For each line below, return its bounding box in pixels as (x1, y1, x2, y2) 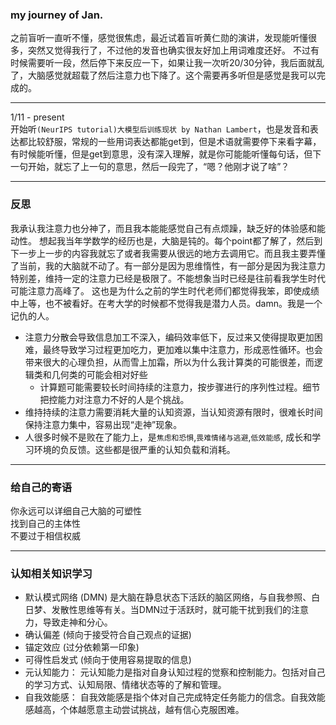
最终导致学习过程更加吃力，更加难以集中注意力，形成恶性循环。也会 (42, 343, 323, 355)
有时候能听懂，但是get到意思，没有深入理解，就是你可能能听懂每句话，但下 (10, 148, 322, 160)
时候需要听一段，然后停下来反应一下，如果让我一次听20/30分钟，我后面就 (10, 57, 316, 69)
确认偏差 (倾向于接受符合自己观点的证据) (24, 629, 192, 641)
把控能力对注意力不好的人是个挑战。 (39, 393, 190, 405)
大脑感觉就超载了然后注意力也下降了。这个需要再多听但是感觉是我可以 (27, 69, 317, 82)
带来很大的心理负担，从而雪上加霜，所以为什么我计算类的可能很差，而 (24, 356, 315, 368)
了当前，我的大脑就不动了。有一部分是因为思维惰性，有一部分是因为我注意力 (10, 259, 326, 272)
